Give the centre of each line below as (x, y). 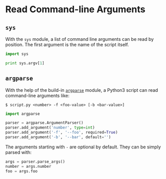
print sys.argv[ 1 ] (25, 63)
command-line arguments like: (37, 95)
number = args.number (28, 166)
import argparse (23, 114)
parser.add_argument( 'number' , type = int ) (50, 128)
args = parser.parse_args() (35, 162)
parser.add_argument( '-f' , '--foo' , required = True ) (61, 133)
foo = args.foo (22, 171)
